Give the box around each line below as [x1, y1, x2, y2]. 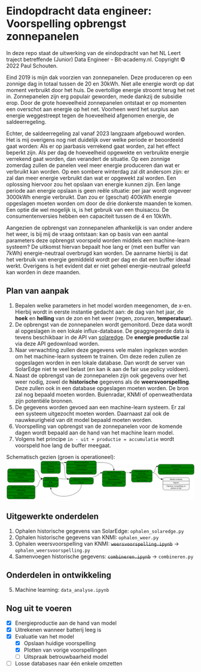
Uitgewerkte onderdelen [6, 512, 99, 522]
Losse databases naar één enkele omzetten [14, 659, 123, 667]
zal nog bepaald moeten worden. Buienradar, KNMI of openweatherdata [14, 391, 193, 398]
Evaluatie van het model [14, 633, 75, 640]
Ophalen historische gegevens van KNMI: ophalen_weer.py [14, 534, 159, 541]
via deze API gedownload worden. [14, 340, 100, 347]
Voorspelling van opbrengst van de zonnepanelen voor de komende [14, 422, 182, 430]
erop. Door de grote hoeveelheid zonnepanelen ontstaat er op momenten [6, 99, 187, 106]
